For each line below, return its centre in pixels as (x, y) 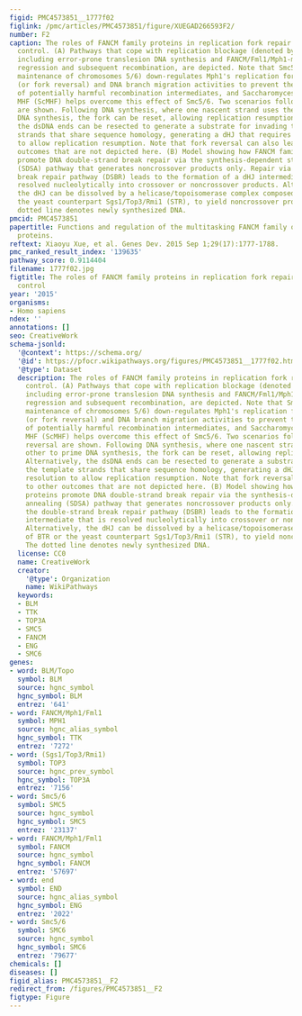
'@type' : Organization (68, 579)
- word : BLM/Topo (42, 671)
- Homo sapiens (38, 311)
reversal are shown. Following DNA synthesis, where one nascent (151, 445)
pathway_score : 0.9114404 (58, 261)
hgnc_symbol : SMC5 (52, 821)
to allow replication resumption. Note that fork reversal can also (148, 143)
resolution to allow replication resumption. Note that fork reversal (160, 478)
